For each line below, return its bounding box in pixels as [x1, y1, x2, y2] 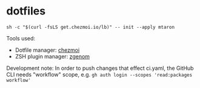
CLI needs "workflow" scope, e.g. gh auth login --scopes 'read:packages [6, 71, 193, 78]
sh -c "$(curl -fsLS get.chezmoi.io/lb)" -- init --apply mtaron [6, 24, 175, 30]
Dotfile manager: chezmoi [15, 46, 80, 54]
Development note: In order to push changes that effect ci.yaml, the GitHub [6, 64, 194, 72]
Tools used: [6, 34, 35, 42]
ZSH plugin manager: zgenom [15, 52, 90, 60]
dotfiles [6, 4, 46, 18]
